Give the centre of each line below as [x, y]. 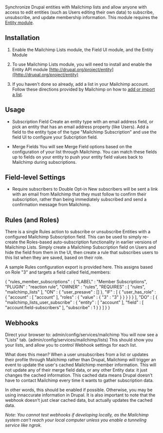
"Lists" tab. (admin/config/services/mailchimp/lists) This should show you [79, 340]
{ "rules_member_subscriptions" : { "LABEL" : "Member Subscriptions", [76, 282]
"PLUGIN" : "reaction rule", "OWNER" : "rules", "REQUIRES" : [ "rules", [75, 287]
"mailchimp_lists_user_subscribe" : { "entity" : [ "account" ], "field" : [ [74, 302]
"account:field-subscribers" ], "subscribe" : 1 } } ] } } [58, 308]
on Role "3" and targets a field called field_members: [58, 272]
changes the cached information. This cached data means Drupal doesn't [79, 375]
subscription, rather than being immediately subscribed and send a [79, 199]
